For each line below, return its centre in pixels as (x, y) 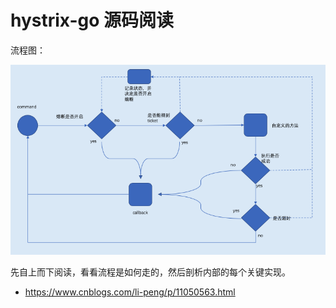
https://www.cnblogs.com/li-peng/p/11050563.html (130, 292)
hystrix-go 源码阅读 (92, 20)
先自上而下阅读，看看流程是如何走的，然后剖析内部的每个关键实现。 (150, 272)
